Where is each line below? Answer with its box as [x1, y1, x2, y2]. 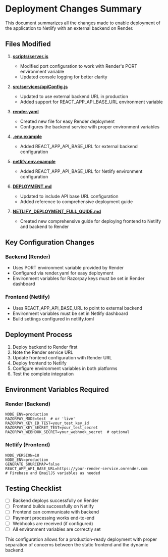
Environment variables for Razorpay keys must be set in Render [12, 275, 145, 282]
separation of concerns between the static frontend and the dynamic [5, 541, 149, 547]
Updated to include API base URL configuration [20, 193, 119, 199]
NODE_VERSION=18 [5, 453, 39, 458]
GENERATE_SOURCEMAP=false [5, 461, 60, 467]
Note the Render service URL [12, 349, 74, 355]
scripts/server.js [12, 53, 49, 59]
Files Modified [5, 40, 51, 49]
